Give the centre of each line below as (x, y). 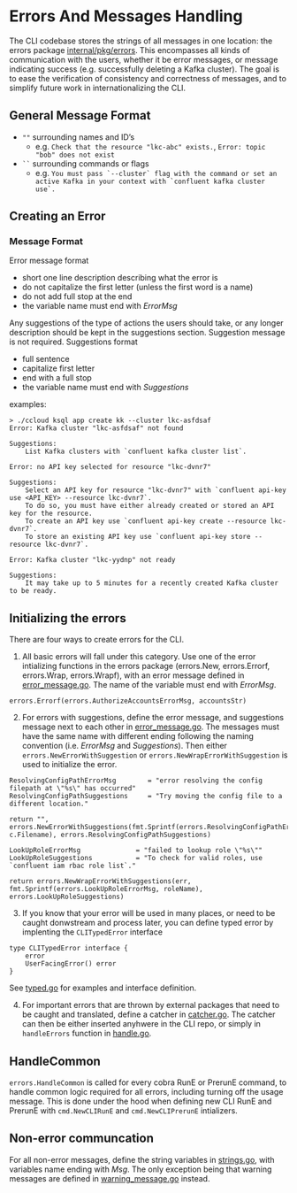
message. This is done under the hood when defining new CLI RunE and (141, 1101)
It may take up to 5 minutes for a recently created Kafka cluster (152, 583)
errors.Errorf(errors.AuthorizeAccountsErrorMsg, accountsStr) (128, 701)
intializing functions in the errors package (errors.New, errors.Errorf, (146, 666)
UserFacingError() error (71, 964)
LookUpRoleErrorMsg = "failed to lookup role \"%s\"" (136, 850)
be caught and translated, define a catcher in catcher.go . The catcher (148, 1014)
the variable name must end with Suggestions (105, 388)
